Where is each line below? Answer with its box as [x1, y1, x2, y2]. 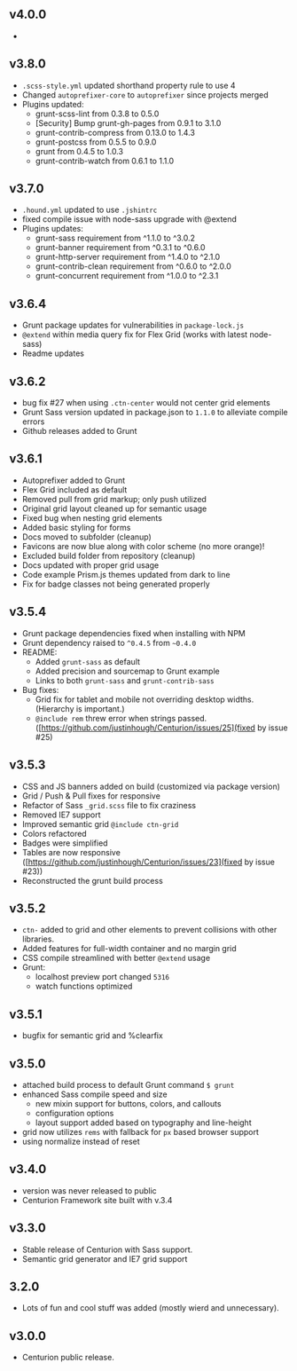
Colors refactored [21, 828, 87, 839]
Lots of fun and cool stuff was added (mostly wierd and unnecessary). [21, 1303, 279, 1313]
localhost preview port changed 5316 [35, 972, 170, 982]
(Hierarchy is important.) [35, 703, 126, 713]
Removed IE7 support [21, 809, 101, 820]
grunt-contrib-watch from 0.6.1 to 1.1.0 [35, 155, 175, 166]
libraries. [21, 934, 55, 944]
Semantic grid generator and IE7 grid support [21, 1253, 188, 1264]
